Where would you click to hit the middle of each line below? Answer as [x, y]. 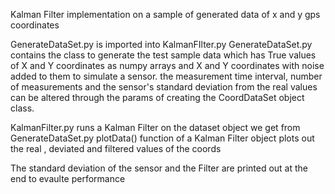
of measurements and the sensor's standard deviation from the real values [164, 87]
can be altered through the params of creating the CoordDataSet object [157, 97]
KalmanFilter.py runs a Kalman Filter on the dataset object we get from [155, 127]
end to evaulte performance [68, 178]
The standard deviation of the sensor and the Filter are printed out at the [159, 168]
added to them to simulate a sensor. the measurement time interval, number [166, 76]
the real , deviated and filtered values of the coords [116, 148]
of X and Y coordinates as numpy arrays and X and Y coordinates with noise [167, 65]
